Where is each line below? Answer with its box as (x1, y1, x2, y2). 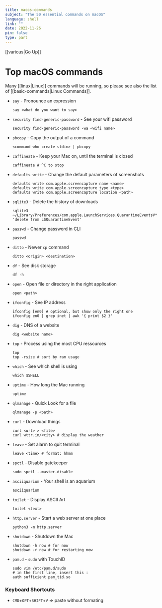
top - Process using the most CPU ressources (12, 340, 106, 346)
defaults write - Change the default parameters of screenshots (12, 171, 144, 177)
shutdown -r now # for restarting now (12, 547, 93, 552)
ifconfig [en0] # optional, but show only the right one (12, 309, 133, 314)
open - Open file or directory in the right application (12, 281, 117, 287)
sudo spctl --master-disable (12, 469, 73, 474)
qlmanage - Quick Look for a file (12, 400, 77, 406)
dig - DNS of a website (12, 322, 60, 328)
